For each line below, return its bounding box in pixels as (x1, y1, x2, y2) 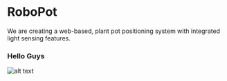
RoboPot (7, 4, 57, 20)
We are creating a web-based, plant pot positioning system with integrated (7, 27, 220, 35)
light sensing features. (7, 34, 71, 42)
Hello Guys (7, 51, 45, 60)
